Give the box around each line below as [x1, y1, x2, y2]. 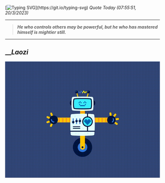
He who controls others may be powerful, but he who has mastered [17, 24, 158, 30]
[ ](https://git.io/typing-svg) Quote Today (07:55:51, [5, 5, 137, 10]
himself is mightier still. [17, 30, 66, 35]
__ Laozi [5, 48, 28, 57]
